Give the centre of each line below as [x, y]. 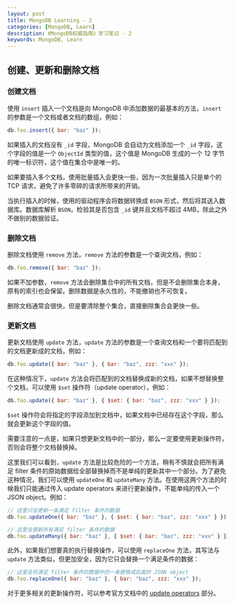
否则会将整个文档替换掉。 [44, 447]
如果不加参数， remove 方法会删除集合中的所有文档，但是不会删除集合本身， [115, 282]
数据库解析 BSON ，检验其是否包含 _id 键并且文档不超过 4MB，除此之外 [126, 209]
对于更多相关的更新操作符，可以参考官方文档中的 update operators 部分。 [114, 593]
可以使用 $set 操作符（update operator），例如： [101, 387]
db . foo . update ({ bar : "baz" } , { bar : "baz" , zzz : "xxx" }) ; [98, 364]
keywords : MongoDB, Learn [45, 40]
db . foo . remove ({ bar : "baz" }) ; [54, 268]
